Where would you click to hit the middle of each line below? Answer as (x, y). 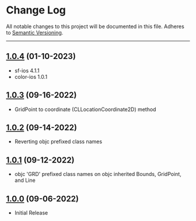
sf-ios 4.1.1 (27, 70)
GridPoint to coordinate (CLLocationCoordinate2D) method (85, 109)
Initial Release (31, 213)
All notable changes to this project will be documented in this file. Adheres (95, 26)
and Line (25, 180)
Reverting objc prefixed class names (58, 141)
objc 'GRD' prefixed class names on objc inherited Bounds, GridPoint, (98, 174)
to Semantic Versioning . (35, 32)
